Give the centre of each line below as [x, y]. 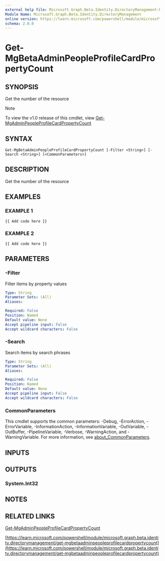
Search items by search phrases [38, 352]
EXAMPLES [23, 197]
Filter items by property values [36, 284]
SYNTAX [19, 139]
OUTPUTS [21, 469]
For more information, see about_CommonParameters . [96, 437]
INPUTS [17, 453]
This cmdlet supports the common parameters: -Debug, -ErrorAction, [75, 421]
